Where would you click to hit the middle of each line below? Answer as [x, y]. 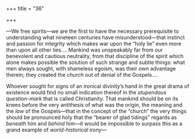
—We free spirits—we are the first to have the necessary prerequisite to [93, 31]
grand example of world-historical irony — [57, 130]
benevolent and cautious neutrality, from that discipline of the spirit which [95, 56]
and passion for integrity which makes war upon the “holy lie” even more [94, 44]
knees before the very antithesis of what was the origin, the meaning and [94, 105]
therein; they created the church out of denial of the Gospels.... [82, 75]
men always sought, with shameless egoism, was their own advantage [91, 69]
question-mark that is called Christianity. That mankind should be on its [92, 99]
